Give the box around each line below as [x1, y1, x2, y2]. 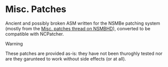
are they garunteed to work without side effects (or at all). [5, 55, 126, 61]
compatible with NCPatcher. [5, 31, 64, 37]
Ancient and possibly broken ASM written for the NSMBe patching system [5, 20, 160, 26]
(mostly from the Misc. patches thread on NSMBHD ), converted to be [5, 25, 151, 31]
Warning [5, 40, 23, 46]
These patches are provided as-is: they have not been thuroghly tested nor [5, 50, 163, 56]
